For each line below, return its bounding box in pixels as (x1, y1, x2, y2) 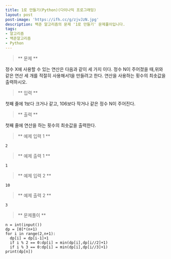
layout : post (5, 12, 33, 17)
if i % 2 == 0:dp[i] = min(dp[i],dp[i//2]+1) (10, 240, 108, 245)
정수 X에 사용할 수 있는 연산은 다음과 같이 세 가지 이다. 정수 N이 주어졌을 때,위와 (5, 66, 163, 72)
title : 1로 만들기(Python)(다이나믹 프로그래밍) (5, 7, 97, 13)
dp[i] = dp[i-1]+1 (10, 236, 49, 241)
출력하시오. (5, 79, 27, 85)
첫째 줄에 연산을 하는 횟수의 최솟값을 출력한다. (5, 122, 97, 128)
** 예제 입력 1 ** (17, 133, 50, 139)
